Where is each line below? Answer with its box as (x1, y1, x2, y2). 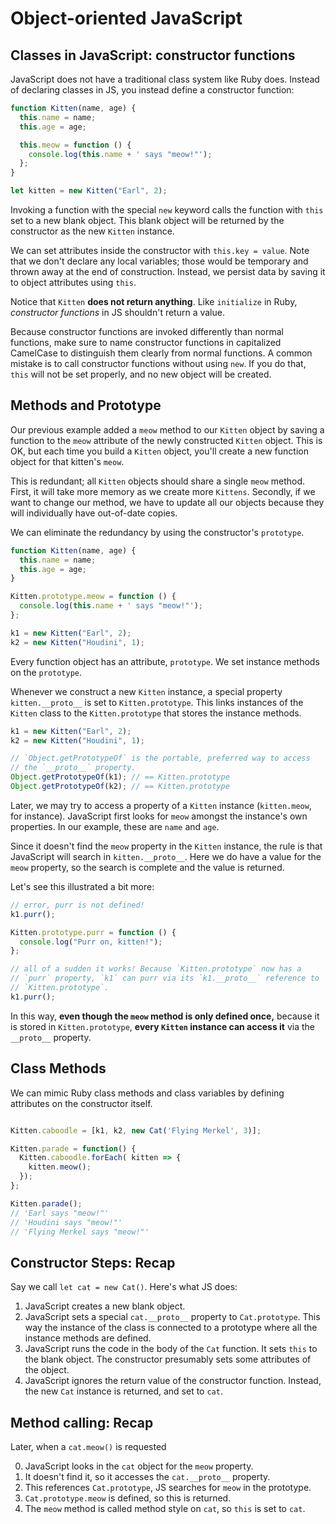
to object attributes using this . (10, 277, 137, 288)
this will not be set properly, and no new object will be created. (10, 368, 272, 380)
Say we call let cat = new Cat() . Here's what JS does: (10, 1281, 238, 1293)
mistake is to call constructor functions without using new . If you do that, (10, 358, 307, 369)
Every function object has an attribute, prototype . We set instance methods (10, 655, 320, 667)
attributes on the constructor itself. (10, 1097, 153, 1109)
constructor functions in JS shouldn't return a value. (10, 307, 225, 318)
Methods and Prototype (10, 397, 162, 414)
